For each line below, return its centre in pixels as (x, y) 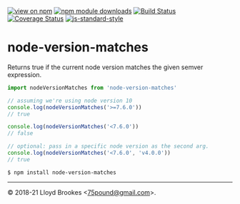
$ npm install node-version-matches (62, 172)
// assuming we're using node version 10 (70, 101)
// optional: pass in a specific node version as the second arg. (108, 146)
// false (20, 133)
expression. (25, 74)
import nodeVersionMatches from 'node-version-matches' (92, 88)
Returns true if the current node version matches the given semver (105, 67)
